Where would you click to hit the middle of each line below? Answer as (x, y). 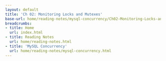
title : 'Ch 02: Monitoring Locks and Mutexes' (54, 14)
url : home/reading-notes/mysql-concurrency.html (61, 51)
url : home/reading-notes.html (41, 42)
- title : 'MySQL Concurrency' (36, 46)
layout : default (22, 10)
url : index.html (26, 32)
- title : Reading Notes (30, 37)
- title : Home (20, 28)
